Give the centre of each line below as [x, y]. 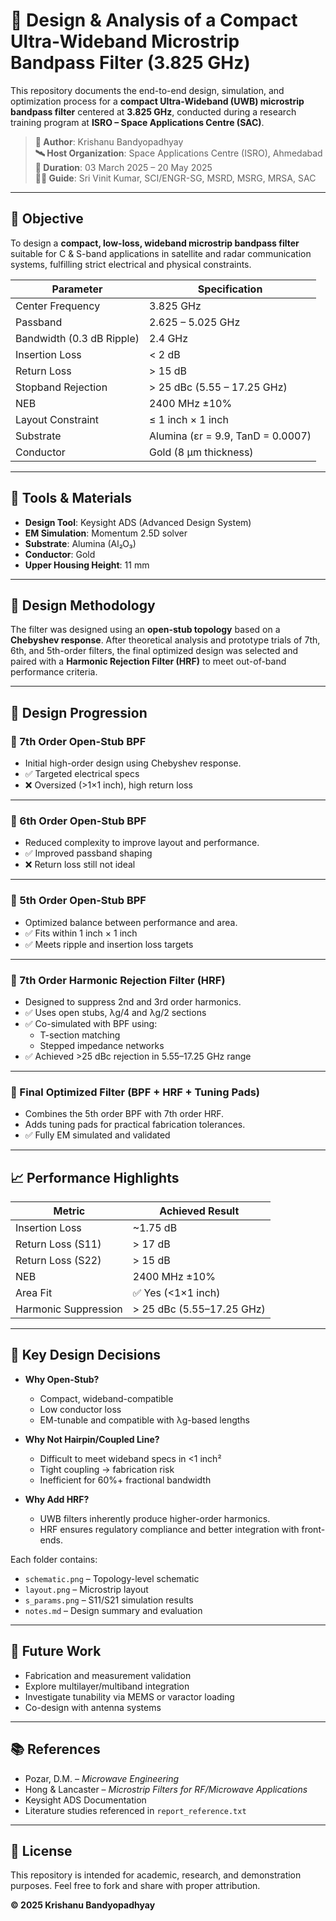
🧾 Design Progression [79, 712]
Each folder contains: [54, 1559]
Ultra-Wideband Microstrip [125, 41]
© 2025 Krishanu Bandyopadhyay [83, 1905]
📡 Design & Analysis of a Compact [154, 20]
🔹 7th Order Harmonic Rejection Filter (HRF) [118, 980]
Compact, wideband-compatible [106, 1398]
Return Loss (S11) [58, 1244]
